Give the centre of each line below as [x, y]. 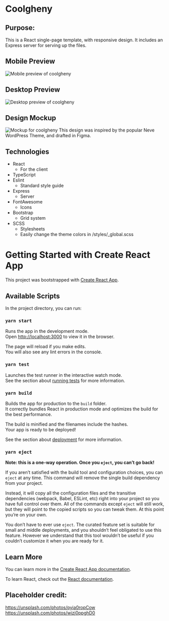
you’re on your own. [26, 515]
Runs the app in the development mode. [47, 331]
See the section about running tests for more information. [65, 380]
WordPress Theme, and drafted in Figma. [48, 136]
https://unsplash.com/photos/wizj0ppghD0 [50, 613]
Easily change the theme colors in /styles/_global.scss [77, 235]
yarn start [19, 321]
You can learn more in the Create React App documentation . [68, 569]
